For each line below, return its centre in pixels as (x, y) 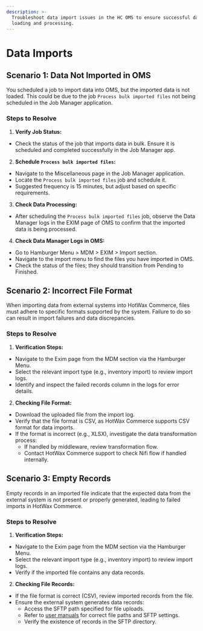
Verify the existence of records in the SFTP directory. (90, 621)
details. (24, 391)
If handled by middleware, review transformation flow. (91, 446)
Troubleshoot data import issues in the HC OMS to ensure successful (101, 18)
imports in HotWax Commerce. (44, 506)
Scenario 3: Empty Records (59, 479)
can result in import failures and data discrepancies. (71, 318)
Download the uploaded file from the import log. (75, 414)
